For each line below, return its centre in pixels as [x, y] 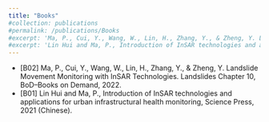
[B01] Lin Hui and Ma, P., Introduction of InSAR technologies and [126, 93]
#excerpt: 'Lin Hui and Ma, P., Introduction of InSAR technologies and [132, 45]
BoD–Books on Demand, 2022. [70, 85]
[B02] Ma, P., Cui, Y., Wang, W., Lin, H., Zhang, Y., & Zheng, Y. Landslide [139, 68]
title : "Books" [34, 16]
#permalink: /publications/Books [64, 30]
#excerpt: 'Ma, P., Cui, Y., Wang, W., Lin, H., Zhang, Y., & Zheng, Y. [132, 38]
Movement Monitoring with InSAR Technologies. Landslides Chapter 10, [138, 77]
